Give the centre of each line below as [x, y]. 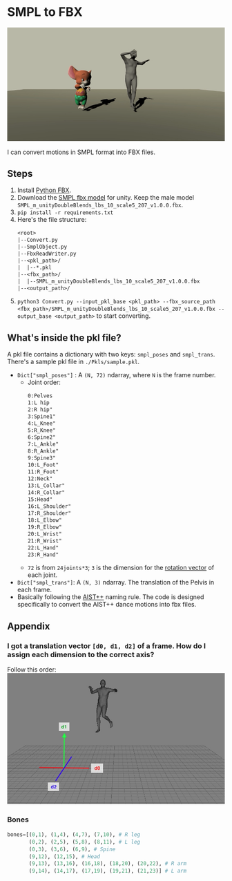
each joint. [42, 575]
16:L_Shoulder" [49, 506]
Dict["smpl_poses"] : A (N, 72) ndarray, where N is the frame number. [116, 375]
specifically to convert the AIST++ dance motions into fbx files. [107, 605]
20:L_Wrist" [45, 534]
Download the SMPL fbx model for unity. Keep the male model [106, 198]
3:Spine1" [42, 417]
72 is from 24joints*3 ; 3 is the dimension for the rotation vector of [121, 568]
